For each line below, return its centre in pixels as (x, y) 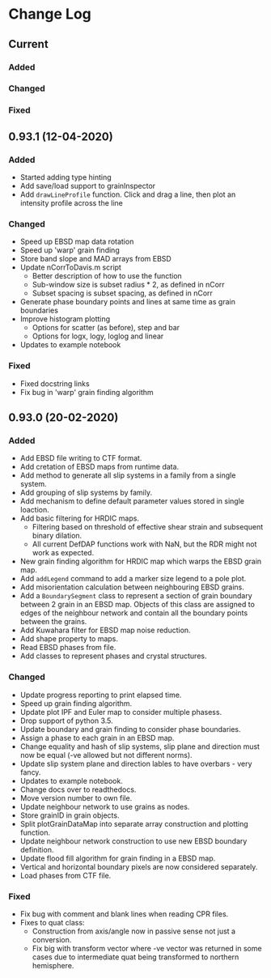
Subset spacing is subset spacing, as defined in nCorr (122, 293)
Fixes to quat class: (52, 922)
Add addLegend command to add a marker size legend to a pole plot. (133, 579)
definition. (37, 849)
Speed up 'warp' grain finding (70, 250)
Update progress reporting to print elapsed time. (101, 695)
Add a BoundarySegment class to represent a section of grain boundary (136, 596)
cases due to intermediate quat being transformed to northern (135, 957)
